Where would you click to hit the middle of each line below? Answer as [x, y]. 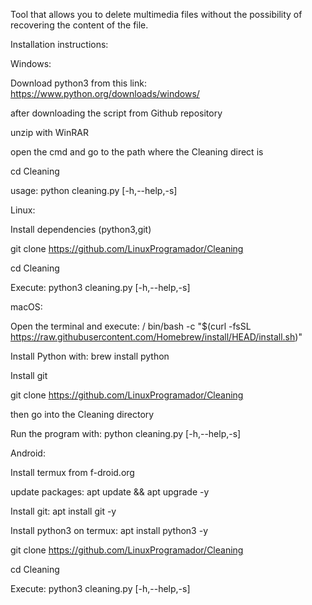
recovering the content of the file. [79, 25]
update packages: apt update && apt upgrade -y [110, 492]
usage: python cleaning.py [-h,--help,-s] [94, 190]
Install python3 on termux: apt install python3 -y [109, 530]
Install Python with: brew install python [90, 356]
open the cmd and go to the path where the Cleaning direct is [137, 152]
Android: [28, 453]
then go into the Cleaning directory [82, 414]
